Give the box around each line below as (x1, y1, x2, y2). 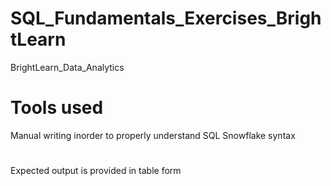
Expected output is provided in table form (10, 165, 182, 177)
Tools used (10, 97, 104, 119)
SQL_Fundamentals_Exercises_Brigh (10, 7, 322, 30)
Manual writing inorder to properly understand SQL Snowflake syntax (10, 129, 296, 141)
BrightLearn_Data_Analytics (10, 61, 125, 73)
